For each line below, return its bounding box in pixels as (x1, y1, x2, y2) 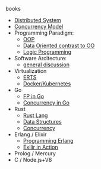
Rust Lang (23, 112, 48, 119)
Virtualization (14, 67, 47, 74)
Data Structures (23, 118, 62, 125)
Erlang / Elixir (14, 131, 47, 138)
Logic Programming (23, 48, 72, 56)
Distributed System (14, 17, 62, 23)
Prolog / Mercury (14, 150, 56, 157)
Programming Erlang (23, 137, 74, 144)
